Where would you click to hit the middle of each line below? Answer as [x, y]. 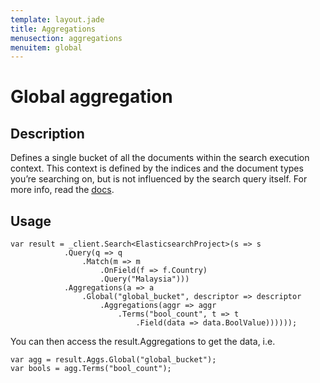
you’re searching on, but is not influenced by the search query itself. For [159, 179]
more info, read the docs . [62, 190]
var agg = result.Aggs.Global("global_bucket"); [113, 360]
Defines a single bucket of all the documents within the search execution [160, 158]
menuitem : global [46, 47]
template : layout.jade [57, 19]
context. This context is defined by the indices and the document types [157, 168]
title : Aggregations [53, 29]
